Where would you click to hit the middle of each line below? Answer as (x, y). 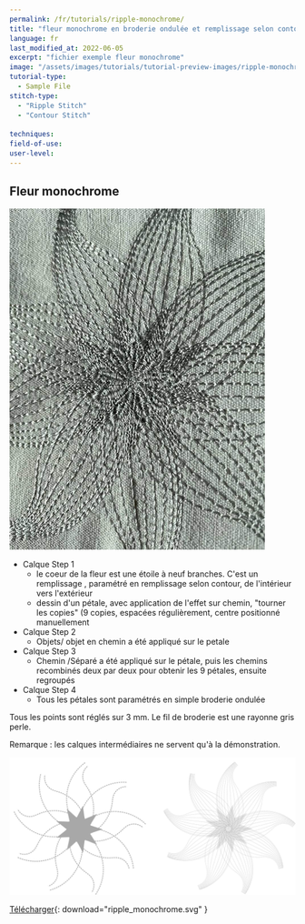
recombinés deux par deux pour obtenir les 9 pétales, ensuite (151, 670)
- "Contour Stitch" (54, 115)
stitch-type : (34, 95)
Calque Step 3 (49, 651)
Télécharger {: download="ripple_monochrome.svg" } (109, 909)
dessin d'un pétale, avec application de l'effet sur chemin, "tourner (161, 603)
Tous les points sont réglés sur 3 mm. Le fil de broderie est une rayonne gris (152, 717)
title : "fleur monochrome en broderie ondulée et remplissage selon (142, 29)
